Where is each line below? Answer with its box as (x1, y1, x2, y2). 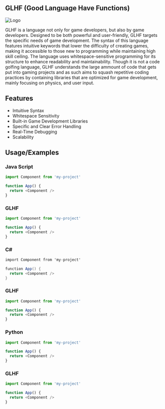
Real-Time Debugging (12, 129, 57, 135)
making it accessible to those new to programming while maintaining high (5, 48, 156, 54)
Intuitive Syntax (12, 107, 45, 114)
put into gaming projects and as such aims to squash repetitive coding (5, 69, 149, 75)
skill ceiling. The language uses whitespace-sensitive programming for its (5, 53, 156, 59)
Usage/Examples (5, 148, 59, 157)
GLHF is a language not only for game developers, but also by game (5, 27, 145, 33)
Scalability (12, 134, 34, 140)
